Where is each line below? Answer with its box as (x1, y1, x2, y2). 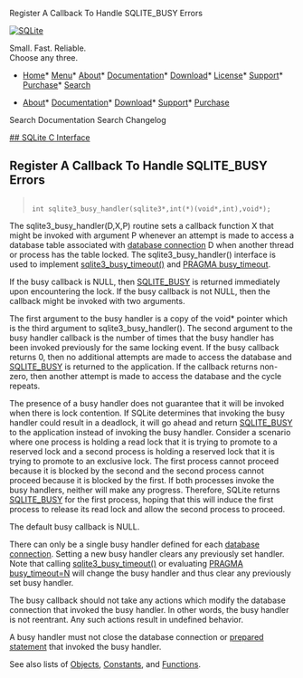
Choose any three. (9, 53, 79, 62)
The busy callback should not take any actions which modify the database (9, 595, 287, 606)
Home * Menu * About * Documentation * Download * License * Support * (22, 70, 283, 81)
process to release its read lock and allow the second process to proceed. (9, 503, 286, 514)
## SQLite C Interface (9, 132, 90, 143)
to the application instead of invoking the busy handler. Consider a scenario (9, 426, 291, 437)
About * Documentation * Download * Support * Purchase (22, 97, 230, 108)
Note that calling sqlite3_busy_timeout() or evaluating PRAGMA (9, 558, 244, 568)
